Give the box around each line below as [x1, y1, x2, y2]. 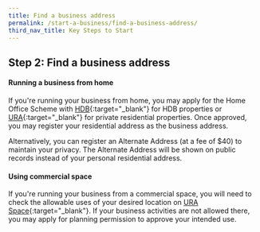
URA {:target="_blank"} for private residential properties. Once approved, [8, 112, 247, 122]
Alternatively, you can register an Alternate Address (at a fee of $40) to [8, 136, 242, 145]
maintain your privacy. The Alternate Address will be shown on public [8, 145, 237, 154]
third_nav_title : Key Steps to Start [8, 26, 134, 34]
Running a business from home [8, 78, 114, 87]
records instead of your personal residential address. [8, 153, 183, 163]
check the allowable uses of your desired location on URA [8, 198, 199, 207]
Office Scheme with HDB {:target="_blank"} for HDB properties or [8, 104, 223, 114]
